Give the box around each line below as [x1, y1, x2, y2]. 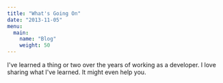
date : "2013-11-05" [7, 16, 63, 23]
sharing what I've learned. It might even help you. [7, 68, 146, 76]
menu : [7, 23, 23, 29]
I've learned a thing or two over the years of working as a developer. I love [7, 61, 217, 69]
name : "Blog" [19, 36, 57, 43]
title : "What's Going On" [7, 10, 81, 17]
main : [13, 29, 29, 36]
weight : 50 [19, 42, 51, 49]
